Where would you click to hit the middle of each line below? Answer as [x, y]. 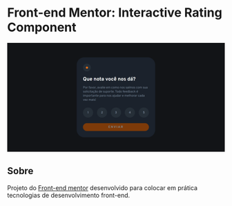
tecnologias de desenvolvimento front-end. [69, 195]
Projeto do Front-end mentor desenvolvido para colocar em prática [103, 187]
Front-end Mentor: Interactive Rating [115, 13]
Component [42, 27]
